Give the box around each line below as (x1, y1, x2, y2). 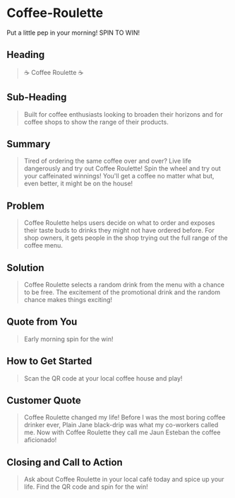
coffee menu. (23, 241, 63, 250)
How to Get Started (6, 355, 92, 367)
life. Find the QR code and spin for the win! (23, 482, 149, 491)
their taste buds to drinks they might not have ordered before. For (23, 226, 215, 235)
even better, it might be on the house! (23, 179, 133, 188)
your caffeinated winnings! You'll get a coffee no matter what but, (23, 172, 215, 180)
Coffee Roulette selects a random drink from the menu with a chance (23, 281, 225, 289)
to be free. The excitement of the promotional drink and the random (23, 288, 221, 296)
